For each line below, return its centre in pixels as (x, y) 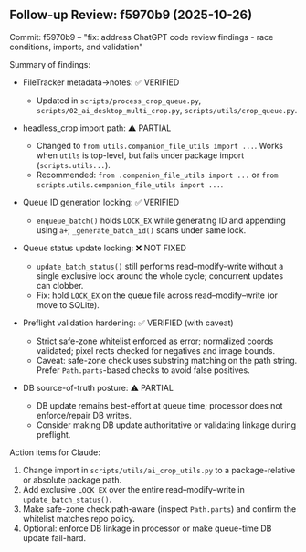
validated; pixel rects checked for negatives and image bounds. (156, 350)
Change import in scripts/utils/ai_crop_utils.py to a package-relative (159, 470)
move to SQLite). (68, 304)
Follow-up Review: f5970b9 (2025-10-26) (131, 15)
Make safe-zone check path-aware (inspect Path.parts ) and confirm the (159, 509)
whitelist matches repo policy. (79, 518)
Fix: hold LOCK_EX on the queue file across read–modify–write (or (157, 295)
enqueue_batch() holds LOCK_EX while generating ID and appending (161, 220)
